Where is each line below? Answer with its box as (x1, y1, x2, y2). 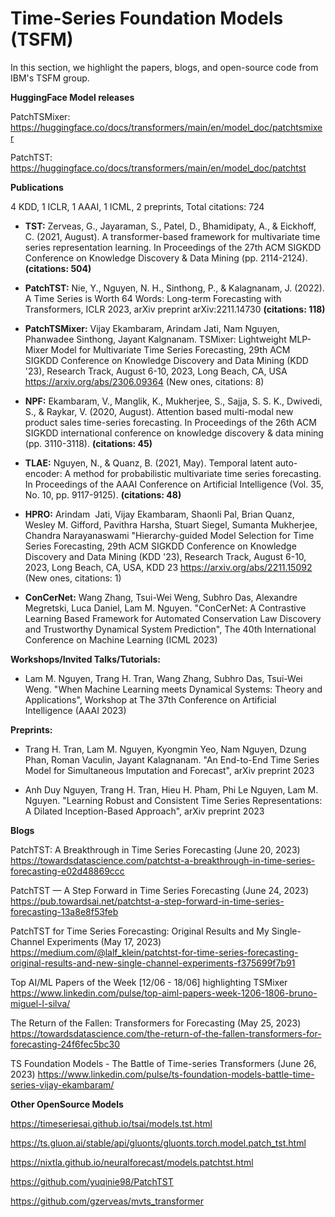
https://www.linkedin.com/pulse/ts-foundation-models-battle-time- (37, 1068, 315, 1080)
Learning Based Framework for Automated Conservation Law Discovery (24, 612, 322, 624)
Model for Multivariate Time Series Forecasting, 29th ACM (50, 343, 291, 356)
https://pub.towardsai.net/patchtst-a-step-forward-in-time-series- (10, 895, 285, 907)
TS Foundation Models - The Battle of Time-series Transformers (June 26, (10, 1057, 317, 1069)
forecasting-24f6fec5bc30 (10, 1038, 121, 1050)
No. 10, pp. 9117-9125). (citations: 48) (24, 488, 182, 501)
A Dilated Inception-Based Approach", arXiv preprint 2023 (24, 805, 265, 817)
